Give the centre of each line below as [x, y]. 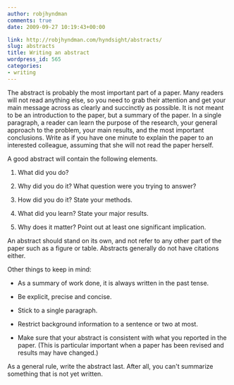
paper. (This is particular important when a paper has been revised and [121, 345]
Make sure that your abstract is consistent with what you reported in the [122, 337]
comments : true [30, 20]
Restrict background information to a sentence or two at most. [108, 324]
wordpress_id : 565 [34, 60]
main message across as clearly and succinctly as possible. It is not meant [116, 107]
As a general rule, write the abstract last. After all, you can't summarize [110, 366]
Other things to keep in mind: [49, 269]
